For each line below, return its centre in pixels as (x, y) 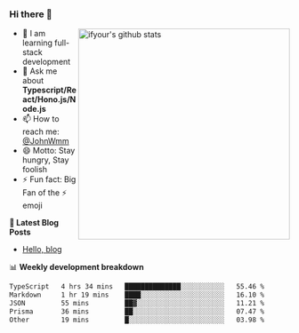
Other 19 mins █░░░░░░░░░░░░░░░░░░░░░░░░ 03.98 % (137, 320)
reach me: (40, 131)
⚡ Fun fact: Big (49, 179)
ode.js (34, 109)
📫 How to (40, 119)
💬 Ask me (40, 71)
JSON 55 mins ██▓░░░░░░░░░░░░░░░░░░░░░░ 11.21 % (137, 304)
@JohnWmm (45, 141)
